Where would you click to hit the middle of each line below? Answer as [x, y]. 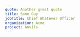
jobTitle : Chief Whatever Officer [40, 18]
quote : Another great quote [34, 9]
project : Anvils [21, 27]
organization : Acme [25, 23]
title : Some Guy [21, 14]
